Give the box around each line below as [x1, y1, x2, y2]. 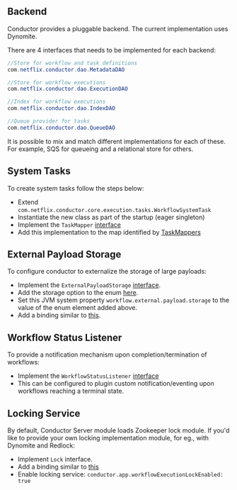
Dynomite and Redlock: [7, 441, 76, 450]
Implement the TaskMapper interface [17, 220, 122, 229]
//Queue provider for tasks [7, 118, 91, 125]
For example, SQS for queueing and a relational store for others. [7, 145, 194, 153]
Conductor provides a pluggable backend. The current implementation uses [7, 24, 229, 33]
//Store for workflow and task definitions [7, 60, 138, 67]
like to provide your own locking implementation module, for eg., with [7, 434, 209, 442]
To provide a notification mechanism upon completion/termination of [7, 350, 207, 359]
